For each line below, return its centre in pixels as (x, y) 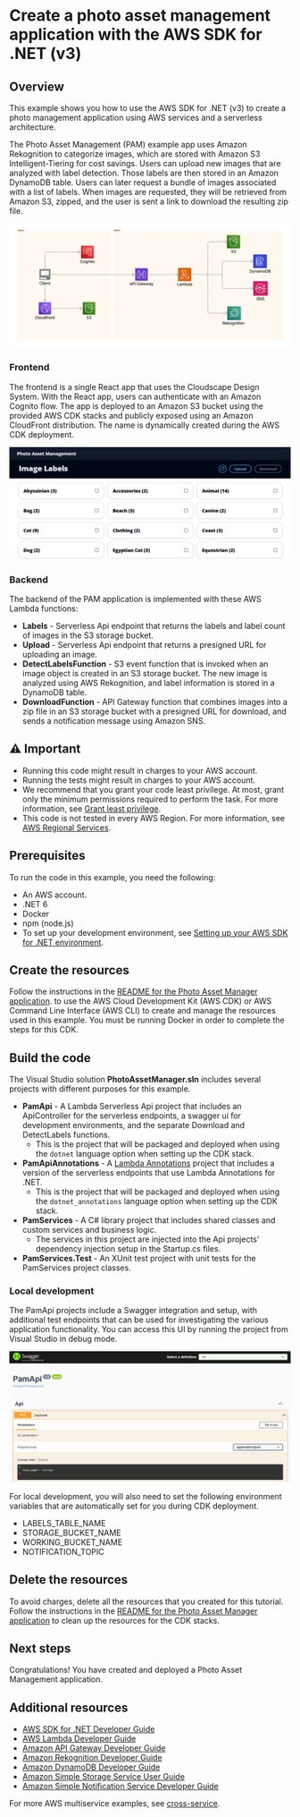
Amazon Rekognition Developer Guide (92, 1758)
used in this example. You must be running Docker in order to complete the (147, 1020)
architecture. (33, 127)
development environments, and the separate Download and (133, 1125)
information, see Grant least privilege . (92, 808)
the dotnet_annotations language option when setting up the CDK (157, 1201)
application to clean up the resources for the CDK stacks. (115, 1620)
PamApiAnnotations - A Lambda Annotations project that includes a (148, 1163)
